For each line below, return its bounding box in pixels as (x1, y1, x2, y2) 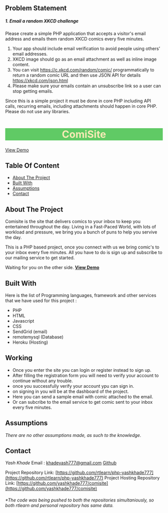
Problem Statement (5, 4, 67, 13)
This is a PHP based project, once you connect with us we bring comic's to (5, 244, 160, 250)
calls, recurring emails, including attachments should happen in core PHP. (5, 103, 157, 109)
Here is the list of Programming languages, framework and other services (5, 293, 156, 299)
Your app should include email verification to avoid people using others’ (12, 46, 160, 52)
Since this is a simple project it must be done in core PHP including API (5, 98, 151, 104)
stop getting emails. (12, 88, 53, 94)
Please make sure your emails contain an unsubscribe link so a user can (12, 83, 161, 89)
